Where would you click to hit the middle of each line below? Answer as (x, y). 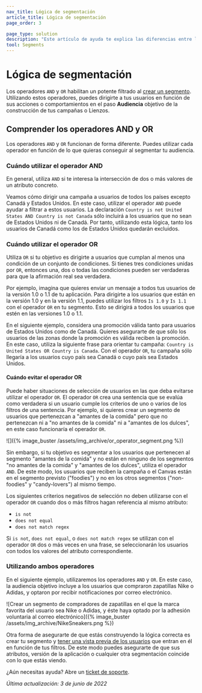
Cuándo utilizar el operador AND (55, 166)
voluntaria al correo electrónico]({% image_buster (68, 617)
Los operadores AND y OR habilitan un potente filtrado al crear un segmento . (99, 91)
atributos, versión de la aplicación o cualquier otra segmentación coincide (98, 654)
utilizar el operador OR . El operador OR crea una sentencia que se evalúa (95, 397)
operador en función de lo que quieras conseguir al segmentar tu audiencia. (100, 150)
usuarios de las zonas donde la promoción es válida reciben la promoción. (98, 338)
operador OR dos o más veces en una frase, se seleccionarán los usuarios (97, 545)
